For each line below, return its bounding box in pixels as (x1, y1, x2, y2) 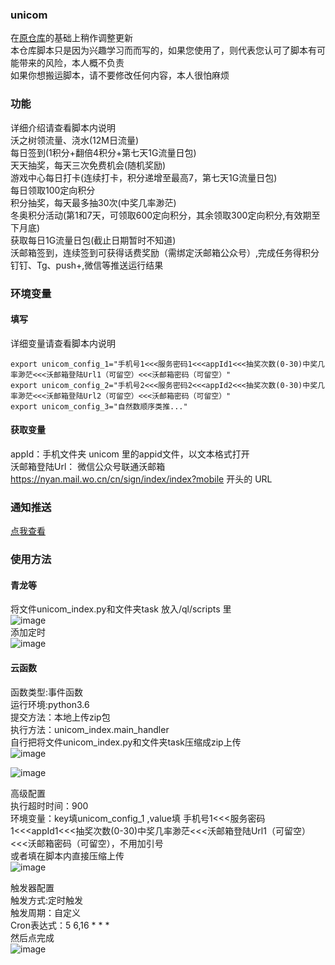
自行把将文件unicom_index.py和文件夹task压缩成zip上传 (10, 736, 242, 748)
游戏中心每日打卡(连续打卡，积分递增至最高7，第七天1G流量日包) (10, 171, 278, 183)
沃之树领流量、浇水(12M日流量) (10, 134, 140, 146)
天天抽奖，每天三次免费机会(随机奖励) (10, 159, 167, 171)
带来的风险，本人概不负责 (18, 57, 125, 69)
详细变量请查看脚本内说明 (10, 337, 116, 349)
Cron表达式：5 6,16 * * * (10, 919, 110, 931)
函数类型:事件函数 (10, 686, 84, 698)
